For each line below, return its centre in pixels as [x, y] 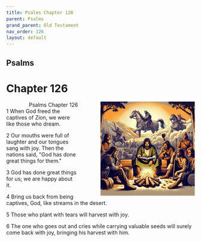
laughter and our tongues [37, 142]
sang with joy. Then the [35, 148]
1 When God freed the [33, 111]
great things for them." [34, 161]
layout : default [26, 38]
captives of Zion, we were [38, 118]
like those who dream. [33, 124]
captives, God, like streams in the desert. [57, 203]
